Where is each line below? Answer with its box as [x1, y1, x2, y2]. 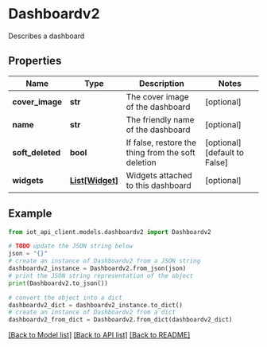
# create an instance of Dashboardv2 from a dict [8, 308, 176, 317]
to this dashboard [126, 180, 192, 191]
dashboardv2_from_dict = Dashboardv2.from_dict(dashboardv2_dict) [8, 316, 233, 324]
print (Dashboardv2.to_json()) [8, 279, 109, 287]
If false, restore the [126, 137, 197, 148]
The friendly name [126, 114, 195, 125]
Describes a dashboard [8, 31, 85, 41]
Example [8, 207, 52, 220]
